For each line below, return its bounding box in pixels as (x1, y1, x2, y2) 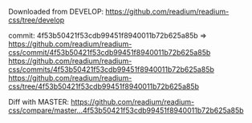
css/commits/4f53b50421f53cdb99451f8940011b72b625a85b (8, 65, 215, 74)
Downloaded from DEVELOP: (8, 7, 104, 16)
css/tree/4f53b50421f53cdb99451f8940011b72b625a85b (8, 81, 199, 91)
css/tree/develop (8, 15, 65, 25)
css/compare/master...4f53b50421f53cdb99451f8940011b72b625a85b (8, 105, 244, 115)
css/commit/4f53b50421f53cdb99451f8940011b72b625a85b (8, 48, 211, 57)
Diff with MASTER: (8, 97, 70, 106)
